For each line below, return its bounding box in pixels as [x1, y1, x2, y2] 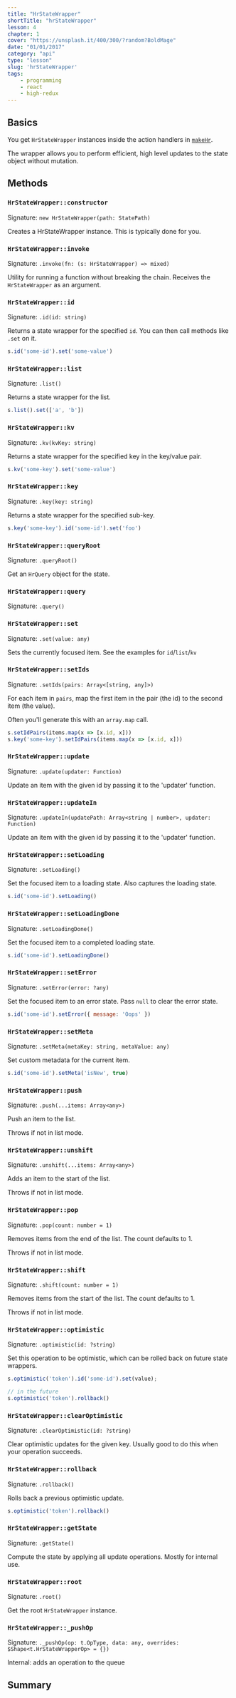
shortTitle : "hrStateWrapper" [7, 17, 97, 24]
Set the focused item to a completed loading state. [7, 938, 155, 947]
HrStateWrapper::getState [7, 1524, 97, 1533]
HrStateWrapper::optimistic [7, 1325, 104, 1334]
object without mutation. [7, 156, 79, 165]
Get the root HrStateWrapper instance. [7, 1606, 117, 1615]
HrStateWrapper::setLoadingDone [7, 910, 119, 918]
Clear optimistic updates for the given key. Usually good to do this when [7, 1440, 218, 1449]
